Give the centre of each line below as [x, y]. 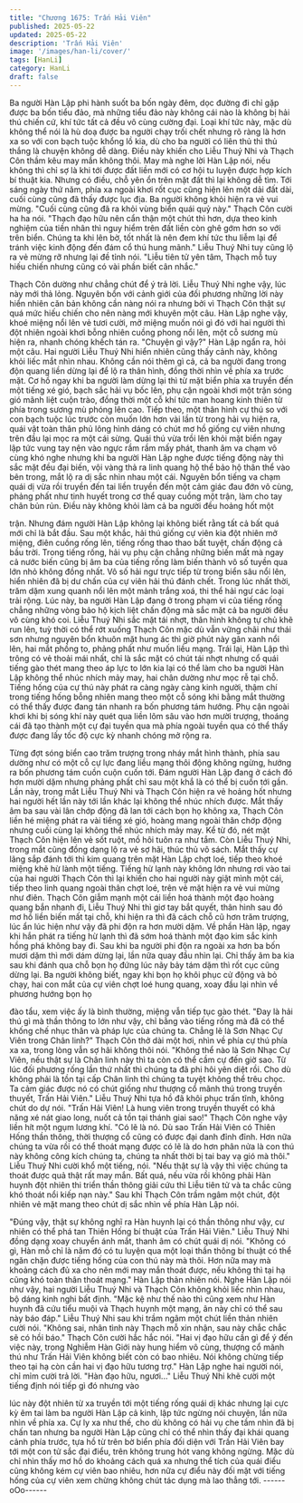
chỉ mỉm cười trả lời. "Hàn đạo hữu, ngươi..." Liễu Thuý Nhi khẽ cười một [142, 1376]
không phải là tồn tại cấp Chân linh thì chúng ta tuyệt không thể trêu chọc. [147, 1078]
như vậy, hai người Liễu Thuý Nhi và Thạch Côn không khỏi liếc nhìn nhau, [147, 1289]
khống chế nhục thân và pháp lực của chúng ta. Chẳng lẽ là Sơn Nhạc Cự [146, 1030]
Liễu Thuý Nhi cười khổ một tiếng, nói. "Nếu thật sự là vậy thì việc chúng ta [149, 1166]
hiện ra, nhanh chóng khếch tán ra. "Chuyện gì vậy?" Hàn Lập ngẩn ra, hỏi [148, 342]
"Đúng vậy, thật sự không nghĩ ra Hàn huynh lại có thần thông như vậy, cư [147, 1222]
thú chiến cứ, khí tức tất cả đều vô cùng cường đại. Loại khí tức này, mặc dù [151, 122]
